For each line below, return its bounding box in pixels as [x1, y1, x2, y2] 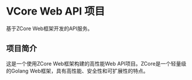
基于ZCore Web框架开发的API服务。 [6, 25, 93, 32]
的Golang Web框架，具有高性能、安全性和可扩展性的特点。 [6, 67, 149, 74]
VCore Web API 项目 [6, 5, 105, 18]
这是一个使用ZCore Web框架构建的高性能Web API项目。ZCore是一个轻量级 [6, 60, 187, 67]
